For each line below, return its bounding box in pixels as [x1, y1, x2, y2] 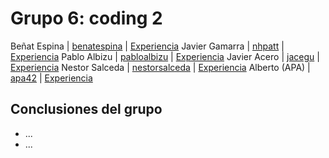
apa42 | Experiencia [10, 72, 93, 84]
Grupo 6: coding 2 [10, 7, 163, 30]
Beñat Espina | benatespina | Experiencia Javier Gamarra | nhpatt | [10, 40, 285, 52]
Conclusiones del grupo [10, 101, 163, 118]
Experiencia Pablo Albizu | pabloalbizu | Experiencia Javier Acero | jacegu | [10, 50, 320, 62]
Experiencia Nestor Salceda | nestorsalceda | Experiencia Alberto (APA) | [10, 61, 311, 73]
